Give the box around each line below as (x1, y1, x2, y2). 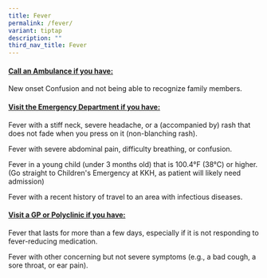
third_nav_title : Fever (8, 42, 88, 50)
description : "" (8, 34, 62, 42)
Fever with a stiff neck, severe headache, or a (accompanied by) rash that (8, 120, 251, 129)
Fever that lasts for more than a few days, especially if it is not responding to (8, 228, 259, 237)
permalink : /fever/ (8, 19, 73, 27)
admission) (8, 177, 45, 186)
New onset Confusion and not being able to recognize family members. (8, 84, 243, 93)
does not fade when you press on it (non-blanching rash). (8, 129, 198, 138)
